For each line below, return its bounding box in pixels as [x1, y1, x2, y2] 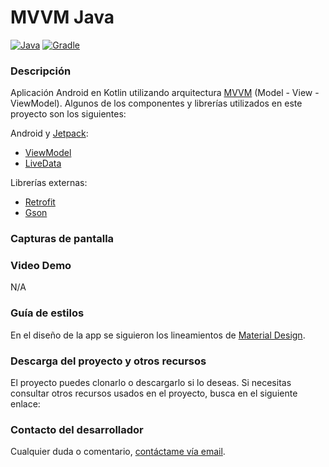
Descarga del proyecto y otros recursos [10, 354, 207, 368]
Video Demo [10, 259, 72, 273]
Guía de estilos [10, 306, 85, 320]
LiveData [24, 157, 62, 170]
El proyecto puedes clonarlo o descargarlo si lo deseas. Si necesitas [10, 377, 292, 389]
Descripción [10, 64, 72, 78]
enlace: [10, 398, 41, 410]
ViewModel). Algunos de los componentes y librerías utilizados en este [10, 97, 303, 110]
